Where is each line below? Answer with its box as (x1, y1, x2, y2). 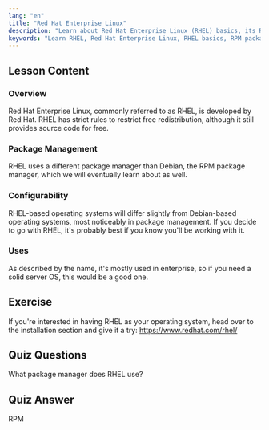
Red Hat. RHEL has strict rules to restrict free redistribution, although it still (8, 114, 255, 124)
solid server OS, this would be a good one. (8, 272, 149, 282)
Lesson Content (8, 63, 90, 77)
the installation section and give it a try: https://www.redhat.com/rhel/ (8, 325, 238, 335)
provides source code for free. (8, 123, 110, 132)
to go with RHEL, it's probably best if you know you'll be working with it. (8, 225, 246, 235)
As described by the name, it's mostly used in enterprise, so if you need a (8, 263, 251, 273)
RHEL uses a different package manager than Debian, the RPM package (8, 161, 246, 171)
